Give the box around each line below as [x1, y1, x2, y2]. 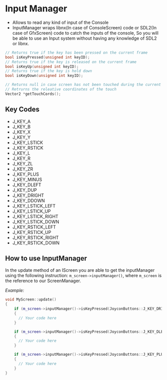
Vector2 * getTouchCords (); [5, 91, 61, 96]
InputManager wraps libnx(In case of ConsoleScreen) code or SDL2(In [12, 24, 157, 30]
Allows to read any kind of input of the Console [12, 19, 109, 25]
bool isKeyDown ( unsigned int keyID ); [5, 73, 83, 78]
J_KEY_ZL [12, 160, 33, 166]
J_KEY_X [12, 129, 31, 135]
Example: [5, 288, 24, 294]
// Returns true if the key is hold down [5, 69, 92, 74]
